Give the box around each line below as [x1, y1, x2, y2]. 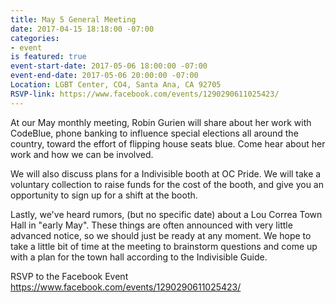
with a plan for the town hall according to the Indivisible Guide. [10, 251, 268, 263]
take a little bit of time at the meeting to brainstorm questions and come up [10, 240, 318, 252]
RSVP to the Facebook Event [10, 270, 129, 282]
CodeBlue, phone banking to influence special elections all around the [10, 127, 299, 139]
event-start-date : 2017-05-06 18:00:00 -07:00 [10, 61, 208, 71]
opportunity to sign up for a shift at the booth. [10, 189, 198, 201]
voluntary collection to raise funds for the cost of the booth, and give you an [10, 178, 325, 190]
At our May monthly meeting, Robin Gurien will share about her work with [10, 116, 312, 128]
